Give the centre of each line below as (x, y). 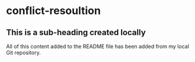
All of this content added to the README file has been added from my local (98, 46)
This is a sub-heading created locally (76, 32)
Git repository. (23, 53)
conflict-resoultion (53, 11)
